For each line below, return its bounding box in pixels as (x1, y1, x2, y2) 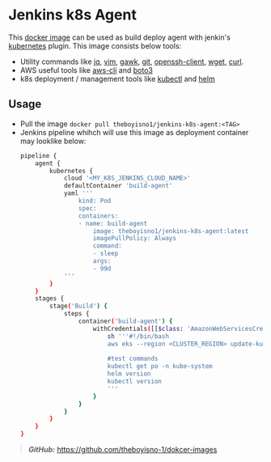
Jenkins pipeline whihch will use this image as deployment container (19, 127, 249, 137)
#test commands (107, 354, 159, 363)
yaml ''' (63, 189, 93, 197)
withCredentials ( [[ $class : (92, 324, 184, 333)
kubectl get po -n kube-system (107, 362, 213, 371)
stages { (35, 295, 65, 303)
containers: (78, 212, 119, 220)
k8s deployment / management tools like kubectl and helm (19, 74, 216, 83)
